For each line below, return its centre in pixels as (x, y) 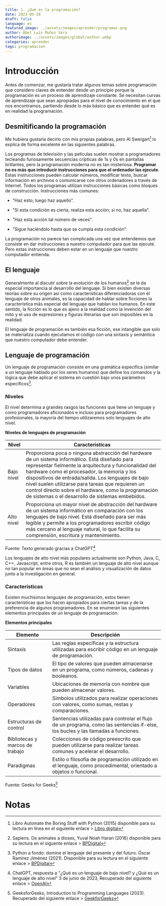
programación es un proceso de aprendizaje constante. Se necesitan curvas (83, 95)
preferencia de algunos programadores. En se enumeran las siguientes (77, 608)
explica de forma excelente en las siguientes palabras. (61, 144)
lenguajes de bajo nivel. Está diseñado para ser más (86, 517)
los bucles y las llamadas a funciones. (96, 731)
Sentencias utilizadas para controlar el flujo (102, 719)
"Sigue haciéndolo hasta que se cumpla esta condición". (70, 229)
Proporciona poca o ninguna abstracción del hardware (89, 453)
